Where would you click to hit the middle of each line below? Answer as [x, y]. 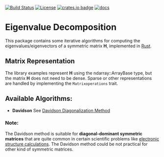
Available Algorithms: [39, 99]
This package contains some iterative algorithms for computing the [73, 40]
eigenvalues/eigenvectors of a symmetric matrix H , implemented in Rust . [78, 46]
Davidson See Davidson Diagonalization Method [61, 110]
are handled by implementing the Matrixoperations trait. [62, 83]
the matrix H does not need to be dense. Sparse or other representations [79, 78]
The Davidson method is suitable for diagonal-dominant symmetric [74, 134]
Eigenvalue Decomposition [61, 27]
